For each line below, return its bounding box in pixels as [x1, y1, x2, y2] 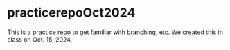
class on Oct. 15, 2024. [7, 35, 73, 43]
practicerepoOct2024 [7, 5, 136, 21]
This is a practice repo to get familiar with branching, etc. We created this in [7, 28, 224, 36]
